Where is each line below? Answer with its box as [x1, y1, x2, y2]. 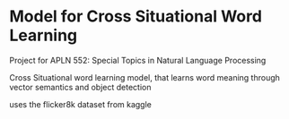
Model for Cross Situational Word [9, 6, 263, 27]
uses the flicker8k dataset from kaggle [9, 98, 153, 109]
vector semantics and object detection [9, 81, 152, 92]
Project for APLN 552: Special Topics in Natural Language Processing [9, 55, 267, 65]
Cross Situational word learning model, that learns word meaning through [9, 72, 281, 82]
